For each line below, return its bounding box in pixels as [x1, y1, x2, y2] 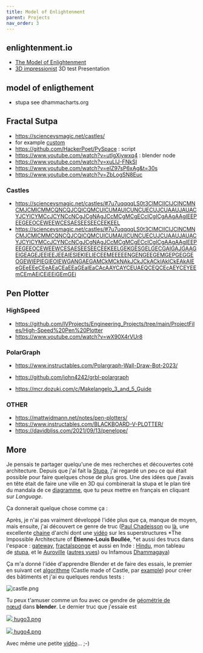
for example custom [15, 139, 65, 146]
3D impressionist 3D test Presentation [15, 65, 110, 73]
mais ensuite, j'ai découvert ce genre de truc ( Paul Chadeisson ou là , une [6, 523, 189, 530]
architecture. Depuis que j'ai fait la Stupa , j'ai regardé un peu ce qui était [6, 467, 187, 474]
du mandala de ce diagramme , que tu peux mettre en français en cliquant [6, 486, 190, 494]
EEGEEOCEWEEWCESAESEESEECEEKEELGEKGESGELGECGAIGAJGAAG [15, 245, 197, 252]
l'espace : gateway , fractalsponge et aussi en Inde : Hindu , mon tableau [6, 542, 185, 549]
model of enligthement [6, 82, 94, 93]
